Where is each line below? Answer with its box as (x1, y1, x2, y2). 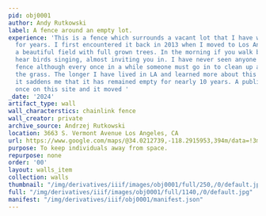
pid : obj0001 (8, 11, 51, 20)
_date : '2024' (8, 93, 55, 100)
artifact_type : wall (8, 100, 77, 108)
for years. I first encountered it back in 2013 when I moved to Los (15, 41, 249, 49)
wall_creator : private (8, 115, 83, 123)
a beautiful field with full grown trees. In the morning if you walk (15, 48, 253, 56)
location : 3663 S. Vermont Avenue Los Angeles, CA (8, 129, 179, 137)
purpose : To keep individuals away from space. (8, 144, 169, 152)
